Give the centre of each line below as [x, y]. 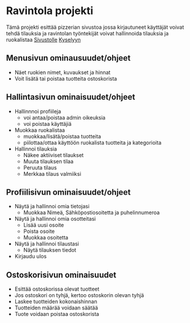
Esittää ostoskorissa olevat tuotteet [57, 289]
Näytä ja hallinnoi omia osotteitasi [55, 219]
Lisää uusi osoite [44, 225]
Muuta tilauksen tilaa [48, 161]
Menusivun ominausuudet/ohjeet [68, 58]
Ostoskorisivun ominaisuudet [61, 275]
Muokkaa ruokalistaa [40, 130]
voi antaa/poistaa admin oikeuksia [64, 117]
